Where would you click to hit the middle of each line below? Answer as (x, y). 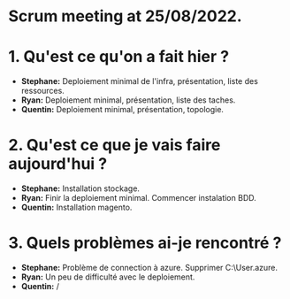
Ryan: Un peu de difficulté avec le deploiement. (108, 277)
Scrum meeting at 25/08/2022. (125, 16)
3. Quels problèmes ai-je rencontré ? (145, 243)
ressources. (43, 91)
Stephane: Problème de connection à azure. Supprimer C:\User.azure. (149, 268)
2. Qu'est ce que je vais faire (114, 146)
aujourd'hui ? (58, 164)
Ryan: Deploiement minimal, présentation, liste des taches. (128, 100)
